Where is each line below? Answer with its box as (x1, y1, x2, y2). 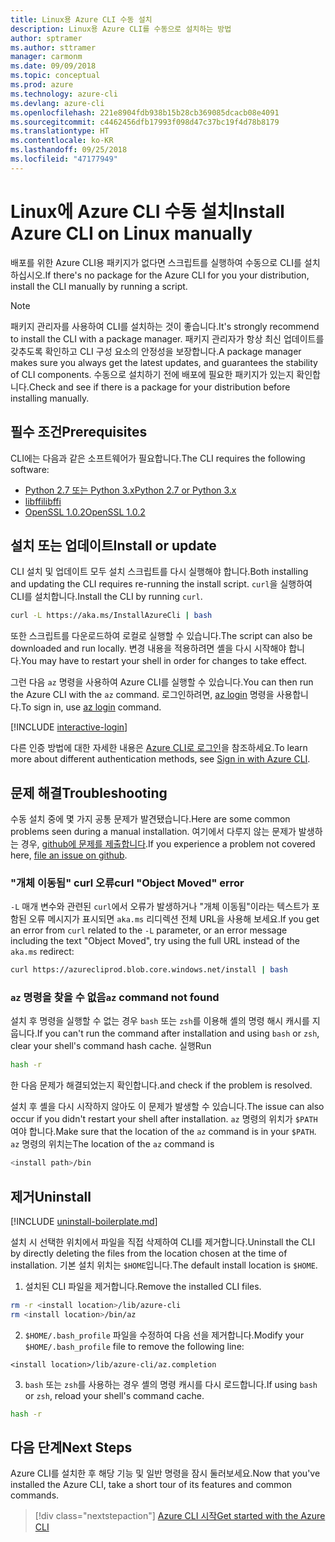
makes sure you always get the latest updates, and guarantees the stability (10, 356, 318, 368)
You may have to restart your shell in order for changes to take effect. (20, 655, 308, 667)
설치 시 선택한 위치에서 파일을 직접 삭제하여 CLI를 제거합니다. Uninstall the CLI (10, 1236, 316, 1248)
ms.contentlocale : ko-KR (10, 136, 114, 146)
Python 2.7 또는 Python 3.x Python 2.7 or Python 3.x (24, 484, 237, 496)
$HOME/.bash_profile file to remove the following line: (24, 1340, 245, 1352)
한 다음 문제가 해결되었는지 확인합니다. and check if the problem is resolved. (10, 1079, 313, 1091)
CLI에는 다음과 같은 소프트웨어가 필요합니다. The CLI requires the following (10, 452, 306, 464)
